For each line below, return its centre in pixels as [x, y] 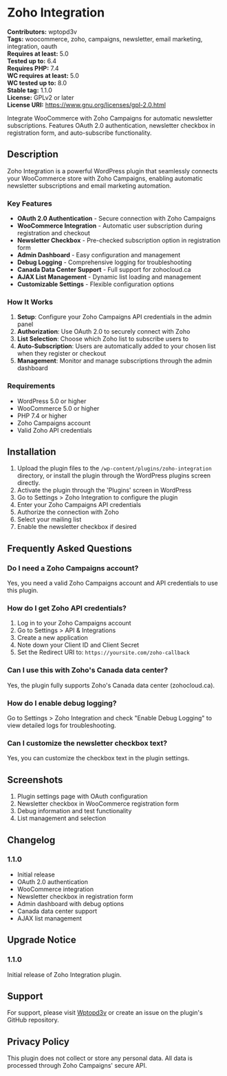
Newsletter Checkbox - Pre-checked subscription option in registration [119, 240]
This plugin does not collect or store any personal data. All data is [100, 1058]
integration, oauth [32, 46]
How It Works [30, 302]
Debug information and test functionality [74, 811]
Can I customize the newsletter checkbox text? [87, 743]
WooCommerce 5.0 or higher [58, 408]
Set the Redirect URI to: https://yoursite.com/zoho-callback [104, 652]
